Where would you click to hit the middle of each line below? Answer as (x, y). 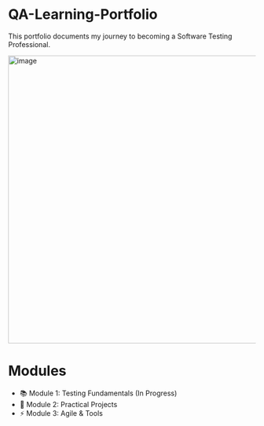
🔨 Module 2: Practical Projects (68, 404)
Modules (37, 371)
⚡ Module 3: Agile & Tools (61, 413)
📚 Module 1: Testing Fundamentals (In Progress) (98, 393)
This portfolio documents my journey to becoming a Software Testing (120, 36)
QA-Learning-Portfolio (83, 15)
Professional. (29, 44)
